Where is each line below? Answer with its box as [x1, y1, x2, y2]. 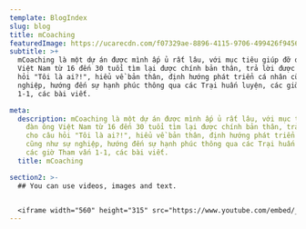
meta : [9, 105, 30, 114]
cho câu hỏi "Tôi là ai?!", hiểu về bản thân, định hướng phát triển [25, 131, 296, 141]
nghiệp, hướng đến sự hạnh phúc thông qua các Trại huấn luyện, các [17, 81, 283, 90]
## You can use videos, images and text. [17, 181, 178, 191]
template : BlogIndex [9, 13, 88, 23]
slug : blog [9, 22, 51, 31]
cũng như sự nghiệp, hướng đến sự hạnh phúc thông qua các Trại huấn [25, 140, 296, 149]
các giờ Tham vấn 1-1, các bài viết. [25, 148, 169, 157]
